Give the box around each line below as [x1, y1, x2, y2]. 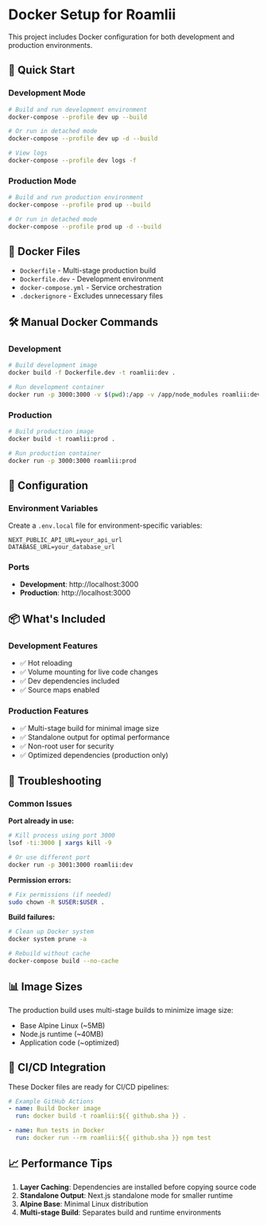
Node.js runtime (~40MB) [19, 1029, 104, 1039]
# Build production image [8, 427, 94, 435]
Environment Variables [8, 502, 99, 513]
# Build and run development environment [8, 105, 148, 113]
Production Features [8, 705, 89, 717]
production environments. [8, 40, 93, 49]
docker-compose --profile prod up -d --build [8, 222, 161, 230]
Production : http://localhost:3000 [19, 588, 131, 598]
